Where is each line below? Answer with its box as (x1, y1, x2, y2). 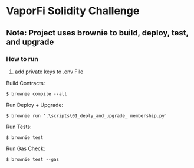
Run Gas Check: (6, 145, 45, 152)
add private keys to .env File (14, 68, 84, 75)
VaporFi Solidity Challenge (6, 4, 140, 18)
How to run (6, 54, 38, 63)
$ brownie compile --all (6, 91, 67, 97)
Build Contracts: (6, 79, 45, 86)
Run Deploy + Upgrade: (6, 101, 64, 108)
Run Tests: (6, 123, 32, 130)
